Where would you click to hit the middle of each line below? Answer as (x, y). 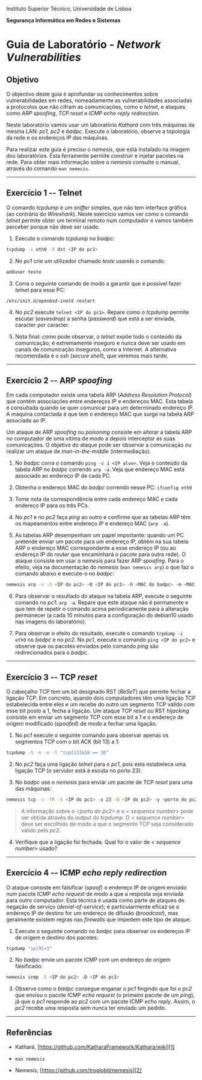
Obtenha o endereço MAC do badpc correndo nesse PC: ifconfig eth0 (103, 487)
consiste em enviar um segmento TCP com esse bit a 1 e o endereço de (95, 717)
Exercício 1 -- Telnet (44, 193)
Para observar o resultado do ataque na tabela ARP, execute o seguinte (103, 596)
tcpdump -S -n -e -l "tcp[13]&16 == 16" (58, 752)
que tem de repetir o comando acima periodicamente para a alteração (102, 609)
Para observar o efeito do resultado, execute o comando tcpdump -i (99, 634)
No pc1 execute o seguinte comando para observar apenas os (92, 735)
